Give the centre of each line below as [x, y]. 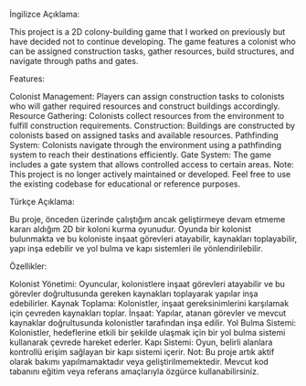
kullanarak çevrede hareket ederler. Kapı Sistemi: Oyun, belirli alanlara [141, 342]
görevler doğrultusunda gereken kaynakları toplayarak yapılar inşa [134, 294]
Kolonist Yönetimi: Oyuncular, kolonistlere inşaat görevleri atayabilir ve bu [148, 284]
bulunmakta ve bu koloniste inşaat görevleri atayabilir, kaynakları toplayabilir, [153, 239]
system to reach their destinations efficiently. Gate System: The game [141, 155]
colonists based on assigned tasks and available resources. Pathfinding [144, 135]
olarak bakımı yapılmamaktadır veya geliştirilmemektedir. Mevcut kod [139, 362]
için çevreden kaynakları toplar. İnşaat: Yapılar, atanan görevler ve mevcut [148, 313]
